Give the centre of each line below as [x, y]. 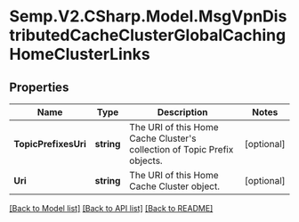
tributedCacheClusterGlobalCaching [148, 35]
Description [182, 112]
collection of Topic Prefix [181, 149]
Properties [39, 87]
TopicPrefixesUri [50, 144]
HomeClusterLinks [80, 54]
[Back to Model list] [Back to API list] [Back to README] [111, 208]
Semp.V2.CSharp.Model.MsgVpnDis [148, 16]
